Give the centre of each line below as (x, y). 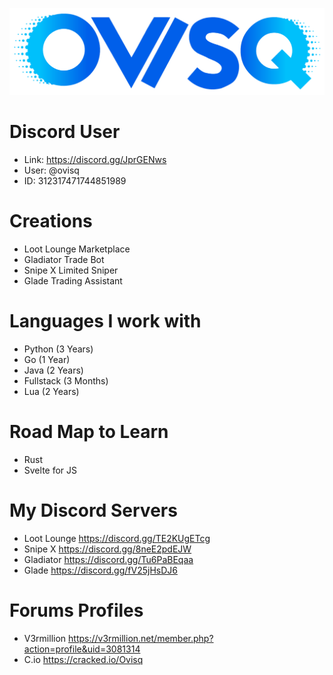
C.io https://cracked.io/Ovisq (83, 659)
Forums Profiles (76, 610)
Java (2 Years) (53, 370)
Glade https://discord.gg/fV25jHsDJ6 (100, 570)
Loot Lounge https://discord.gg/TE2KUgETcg (117, 538)
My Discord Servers (93, 510)
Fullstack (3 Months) (66, 381)
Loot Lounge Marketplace (77, 249)
